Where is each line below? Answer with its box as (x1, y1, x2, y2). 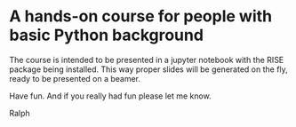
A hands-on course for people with (9, 6, 273, 27)
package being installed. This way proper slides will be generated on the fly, (9, 64, 289, 75)
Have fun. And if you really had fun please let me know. (9, 91, 212, 101)
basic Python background (9, 25, 204, 45)
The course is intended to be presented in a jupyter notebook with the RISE (9, 54, 284, 65)
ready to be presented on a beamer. (9, 73, 140, 83)
